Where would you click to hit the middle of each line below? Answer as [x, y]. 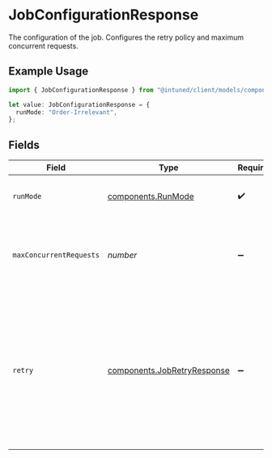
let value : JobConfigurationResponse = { [79, 104]
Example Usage [49, 72]
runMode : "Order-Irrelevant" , [66, 112]
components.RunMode [151, 197]
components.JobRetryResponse [169, 371]
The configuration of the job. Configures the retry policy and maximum [126, 37]
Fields [24, 144]
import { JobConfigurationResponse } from [81, 90]
